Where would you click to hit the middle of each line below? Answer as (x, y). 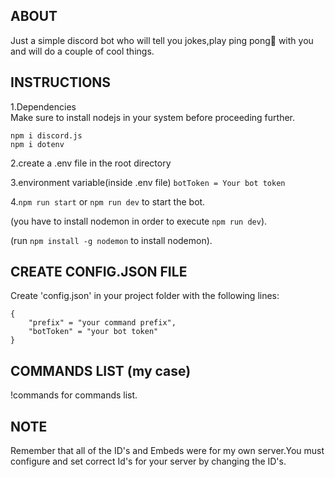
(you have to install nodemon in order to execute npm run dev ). (139, 221)
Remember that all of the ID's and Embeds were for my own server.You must (167, 451)
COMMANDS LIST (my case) (101, 370)
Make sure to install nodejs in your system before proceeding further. (153, 117)
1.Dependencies (43, 106)
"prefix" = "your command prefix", (102, 323)
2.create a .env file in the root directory (91, 163)
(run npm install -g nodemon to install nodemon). (111, 240)
